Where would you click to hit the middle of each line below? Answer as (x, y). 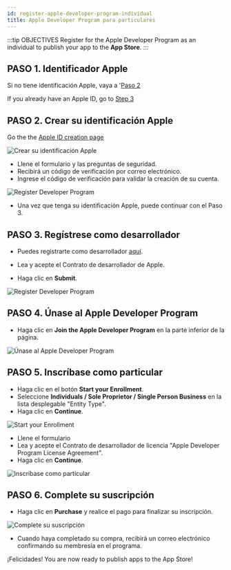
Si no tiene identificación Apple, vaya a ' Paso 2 (74, 85)
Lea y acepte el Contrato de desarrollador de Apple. (91, 264)
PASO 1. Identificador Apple (68, 69)
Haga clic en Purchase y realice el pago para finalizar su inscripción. (115, 512)
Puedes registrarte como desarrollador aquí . (80, 251)
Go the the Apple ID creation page (56, 137)
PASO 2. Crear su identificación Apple (90, 121)
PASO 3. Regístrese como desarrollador (94, 235)
